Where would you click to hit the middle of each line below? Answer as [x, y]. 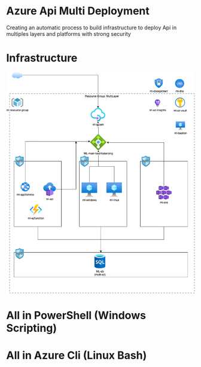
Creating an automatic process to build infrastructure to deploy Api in [92, 27]
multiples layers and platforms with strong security [69, 33]
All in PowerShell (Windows [76, 315]
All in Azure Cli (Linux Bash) [77, 355]
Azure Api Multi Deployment [78, 11]
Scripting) [32, 328]
